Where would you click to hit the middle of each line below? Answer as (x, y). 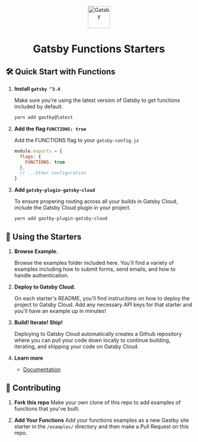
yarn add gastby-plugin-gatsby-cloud (61, 219)
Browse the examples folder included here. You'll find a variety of (94, 262)
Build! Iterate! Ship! (38, 322)
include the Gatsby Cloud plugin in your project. (72, 208)
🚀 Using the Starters (44, 237)
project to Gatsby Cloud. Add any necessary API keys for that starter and (103, 305)
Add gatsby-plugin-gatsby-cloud (55, 190)
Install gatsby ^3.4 (37, 89)
